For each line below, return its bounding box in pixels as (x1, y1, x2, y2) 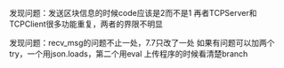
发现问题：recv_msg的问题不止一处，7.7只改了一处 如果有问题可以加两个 (9, 38, 275, 48)
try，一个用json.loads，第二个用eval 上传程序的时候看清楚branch (9, 49, 248, 59)
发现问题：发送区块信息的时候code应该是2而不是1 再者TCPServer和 (9, 8, 257, 18)
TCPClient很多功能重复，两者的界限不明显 (9, 19, 163, 29)
